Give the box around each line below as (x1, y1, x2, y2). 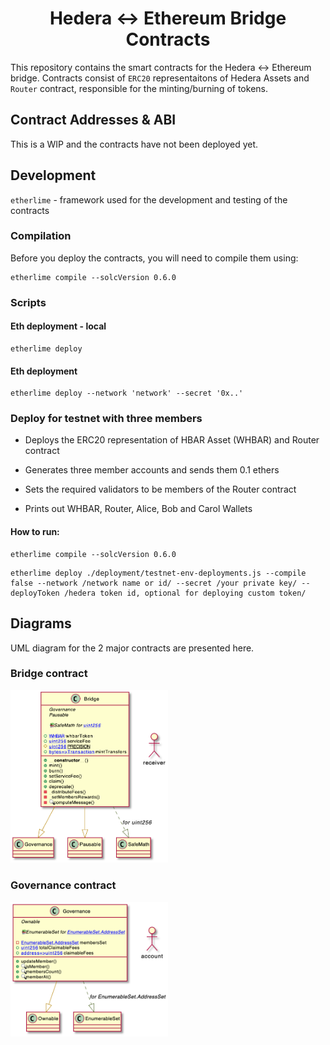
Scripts (10, 295, 47, 309)
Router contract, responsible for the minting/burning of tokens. (10, 82, 268, 94)
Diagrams (10, 615, 72, 632)
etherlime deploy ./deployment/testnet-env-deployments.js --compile (10, 568, 307, 578)
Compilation (10, 229, 72, 243)
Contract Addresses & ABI (10, 112, 177, 129)
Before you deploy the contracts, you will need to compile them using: (10, 252, 299, 264)
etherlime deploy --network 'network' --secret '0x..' (10, 388, 244, 399)
